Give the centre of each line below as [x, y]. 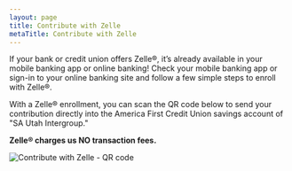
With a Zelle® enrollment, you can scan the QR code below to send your [141, 105]
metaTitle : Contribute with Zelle [73, 34]
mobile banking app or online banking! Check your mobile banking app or [143, 68]
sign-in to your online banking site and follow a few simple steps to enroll [143, 78]
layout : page [33, 17]
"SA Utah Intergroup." [49, 123]
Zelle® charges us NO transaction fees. [83, 140]
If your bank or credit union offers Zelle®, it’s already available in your [136, 59]
